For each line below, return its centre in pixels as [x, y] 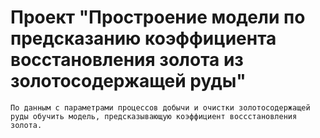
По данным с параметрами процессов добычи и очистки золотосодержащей [160, 107]
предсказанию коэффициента [143, 38]
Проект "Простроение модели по [158, 17]
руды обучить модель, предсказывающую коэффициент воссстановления [154, 116]
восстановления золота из [127, 60]
